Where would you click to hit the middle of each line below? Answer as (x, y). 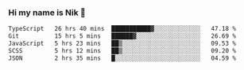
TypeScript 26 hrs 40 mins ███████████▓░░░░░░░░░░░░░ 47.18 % (122, 29)
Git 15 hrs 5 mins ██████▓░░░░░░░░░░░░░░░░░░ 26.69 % (122, 36)
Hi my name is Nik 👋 (47, 13)
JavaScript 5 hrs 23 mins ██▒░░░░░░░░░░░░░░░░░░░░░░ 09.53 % (122, 44)
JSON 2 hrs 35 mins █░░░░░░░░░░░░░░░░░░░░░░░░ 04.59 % (122, 58)
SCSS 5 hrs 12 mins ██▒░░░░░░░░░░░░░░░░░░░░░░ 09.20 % (122, 50)
